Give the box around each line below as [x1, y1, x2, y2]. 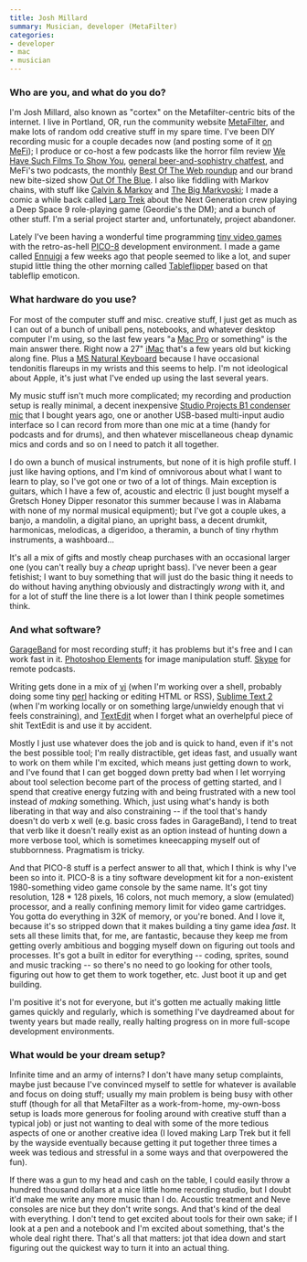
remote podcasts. [9, 663, 76, 674]
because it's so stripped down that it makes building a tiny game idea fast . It [9, 920, 297, 931]
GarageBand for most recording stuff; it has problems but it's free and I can [9, 644, 293, 655]
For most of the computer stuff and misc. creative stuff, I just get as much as [9, 314, 298, 325]
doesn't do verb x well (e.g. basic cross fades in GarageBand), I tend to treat [9, 815, 297, 826]
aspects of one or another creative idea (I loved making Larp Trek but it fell [9, 1128, 291, 1139]
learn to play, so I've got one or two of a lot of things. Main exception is [9, 476, 277, 487]
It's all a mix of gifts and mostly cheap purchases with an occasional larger [9, 551, 291, 562]
